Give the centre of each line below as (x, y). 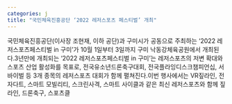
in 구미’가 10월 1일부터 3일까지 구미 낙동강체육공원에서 (127, 49)
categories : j (28, 14)
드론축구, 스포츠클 (46, 93)
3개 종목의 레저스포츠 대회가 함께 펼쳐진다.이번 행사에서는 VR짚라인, (125, 75)
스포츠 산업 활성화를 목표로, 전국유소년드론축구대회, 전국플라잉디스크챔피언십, (112, 67)
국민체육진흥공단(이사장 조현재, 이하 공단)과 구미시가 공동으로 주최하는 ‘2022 (111, 41)
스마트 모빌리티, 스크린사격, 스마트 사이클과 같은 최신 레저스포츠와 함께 (123, 84)
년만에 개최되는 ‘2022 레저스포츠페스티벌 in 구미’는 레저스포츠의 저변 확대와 (121, 58)
